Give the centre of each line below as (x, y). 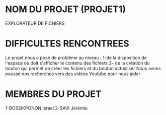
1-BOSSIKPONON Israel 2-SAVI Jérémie (47, 108)
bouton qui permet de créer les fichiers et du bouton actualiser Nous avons (83, 68)
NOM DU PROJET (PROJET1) (66, 9)
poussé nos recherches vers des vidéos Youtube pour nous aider (73, 74)
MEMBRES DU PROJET (53, 94)
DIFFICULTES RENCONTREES (67, 44)
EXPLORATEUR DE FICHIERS (35, 23)
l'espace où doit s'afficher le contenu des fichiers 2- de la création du (77, 63)
